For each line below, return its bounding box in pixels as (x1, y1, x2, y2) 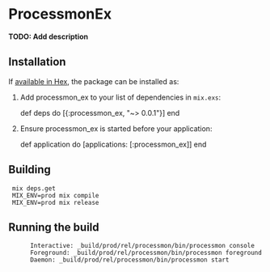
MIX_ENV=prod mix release (11, 198, 99, 206)
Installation (8, 55, 66, 69)
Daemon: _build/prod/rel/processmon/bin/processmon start (29, 256, 230, 264)
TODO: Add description (8, 32, 89, 41)
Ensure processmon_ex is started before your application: (19, 123, 213, 134)
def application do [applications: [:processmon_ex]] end (19, 139, 207, 149)
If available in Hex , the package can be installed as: (8, 76, 179, 86)
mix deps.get (11, 184, 57, 193)
